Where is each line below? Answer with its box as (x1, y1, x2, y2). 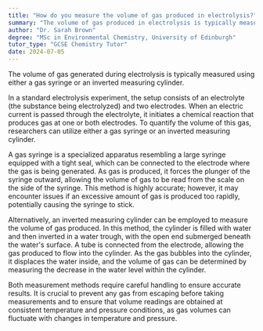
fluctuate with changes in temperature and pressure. (8, 314, 178, 322)
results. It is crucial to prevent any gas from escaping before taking (8, 289, 225, 298)
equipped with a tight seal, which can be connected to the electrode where (8, 158, 250, 167)
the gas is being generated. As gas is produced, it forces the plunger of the (8, 166, 250, 176)
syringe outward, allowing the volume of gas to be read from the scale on (8, 175, 245, 184)
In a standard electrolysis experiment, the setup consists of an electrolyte (8, 93, 245, 102)
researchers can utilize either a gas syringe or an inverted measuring (8, 126, 231, 136)
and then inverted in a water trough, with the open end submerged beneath (8, 232, 251, 241)
